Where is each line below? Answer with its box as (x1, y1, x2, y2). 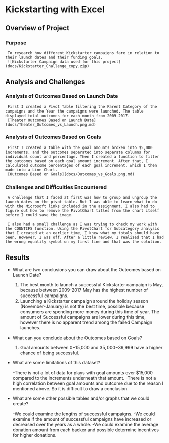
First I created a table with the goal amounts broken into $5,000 (7, 145, 153, 150)
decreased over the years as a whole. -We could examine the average (12, 421, 158, 427)
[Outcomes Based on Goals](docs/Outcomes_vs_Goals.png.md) (7, 171, 135, 177)
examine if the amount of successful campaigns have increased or (12, 416, 152, 422)
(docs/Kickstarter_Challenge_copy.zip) (5, 63, 90, 69)
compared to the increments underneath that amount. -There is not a (12, 375, 156, 381)
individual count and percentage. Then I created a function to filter (5, 154, 159, 159)
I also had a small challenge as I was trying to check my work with (7, 221, 157, 227)
